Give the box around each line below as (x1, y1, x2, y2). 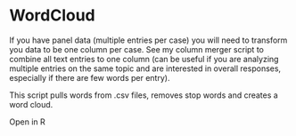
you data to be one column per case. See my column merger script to (9, 44, 265, 54)
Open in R (9, 116, 46, 127)
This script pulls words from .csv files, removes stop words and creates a (9, 90, 278, 100)
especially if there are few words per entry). (9, 72, 170, 83)
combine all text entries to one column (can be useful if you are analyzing (9, 53, 279, 64)
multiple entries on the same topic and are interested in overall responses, (9, 63, 282, 74)
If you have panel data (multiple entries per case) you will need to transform (9, 35, 288, 45)
